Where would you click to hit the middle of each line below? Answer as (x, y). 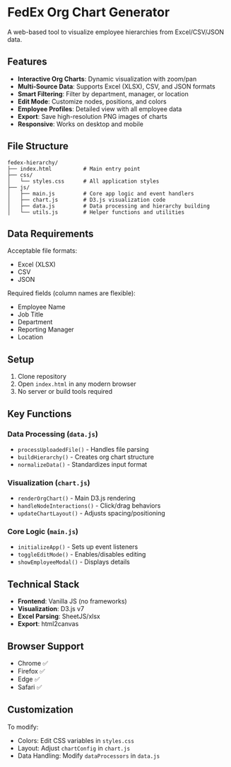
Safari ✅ (30, 687)
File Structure (38, 146)
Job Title (30, 314)
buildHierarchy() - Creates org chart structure (85, 457)
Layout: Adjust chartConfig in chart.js (74, 748)
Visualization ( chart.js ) (49, 482)
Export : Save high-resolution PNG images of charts (92, 116)
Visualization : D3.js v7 (51, 609)
